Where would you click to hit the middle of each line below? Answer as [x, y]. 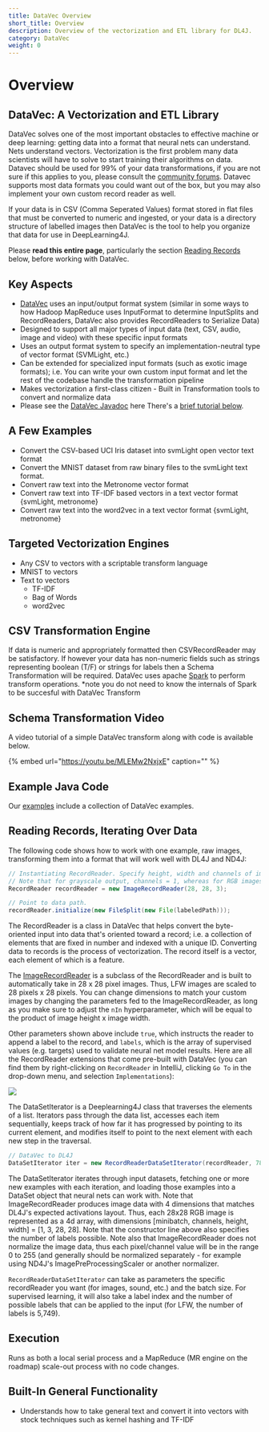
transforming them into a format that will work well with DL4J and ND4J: [127, 858]
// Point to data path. [48, 903]
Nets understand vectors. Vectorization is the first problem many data [123, 151]
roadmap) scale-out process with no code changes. [94, 1366]
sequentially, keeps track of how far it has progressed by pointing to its [125, 1124]
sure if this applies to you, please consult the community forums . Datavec [130, 176]
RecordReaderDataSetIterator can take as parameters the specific [117, 1279]
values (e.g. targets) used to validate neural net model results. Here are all [130, 1051]
